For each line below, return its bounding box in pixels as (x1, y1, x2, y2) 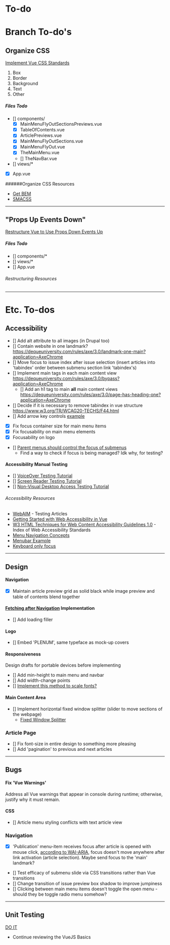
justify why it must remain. (5, 796, 60, 803)
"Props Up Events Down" (5, 215, 86, 224)
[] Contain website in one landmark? (12, 343, 89, 349)
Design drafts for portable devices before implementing (5, 662, 121, 668)
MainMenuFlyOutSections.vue (20, 138, 83, 144)
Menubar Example (12, 538, 51, 544)
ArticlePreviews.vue (20, 132, 62, 138)
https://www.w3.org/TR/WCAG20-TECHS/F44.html (12, 408, 119, 414)
